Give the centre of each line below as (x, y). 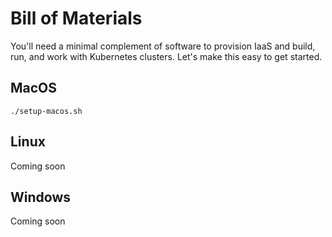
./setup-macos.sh (46, 111)
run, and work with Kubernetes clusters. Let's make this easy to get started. (166, 56)
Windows (40, 197)
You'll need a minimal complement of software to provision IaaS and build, (163, 46)
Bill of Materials (76, 18)
